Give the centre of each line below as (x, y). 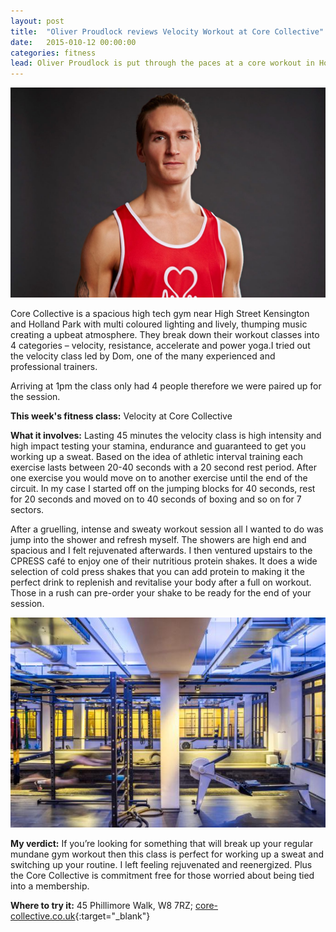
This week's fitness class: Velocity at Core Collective (121, 416)
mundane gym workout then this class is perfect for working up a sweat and (167, 854)
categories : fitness (53, 53)
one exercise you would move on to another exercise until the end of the (159, 477)
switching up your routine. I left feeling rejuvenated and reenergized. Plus (161, 864)
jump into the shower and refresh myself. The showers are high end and (158, 539)
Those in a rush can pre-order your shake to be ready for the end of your (161, 592)
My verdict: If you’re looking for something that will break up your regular (161, 843)
